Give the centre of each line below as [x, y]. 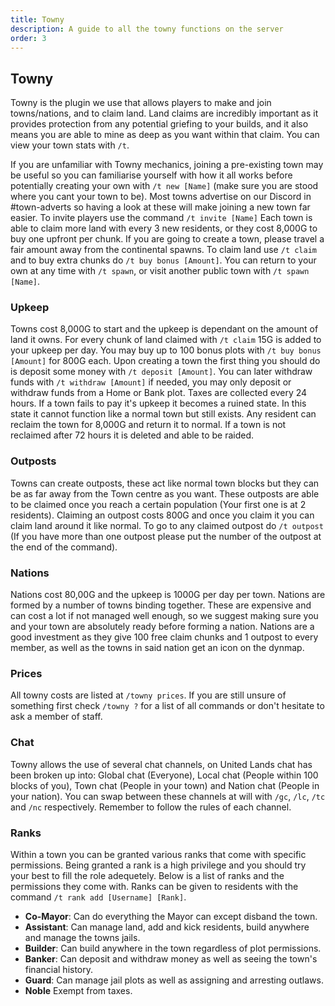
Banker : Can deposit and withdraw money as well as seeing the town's [171, 958]
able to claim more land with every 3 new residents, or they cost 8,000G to [164, 228]
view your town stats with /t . [70, 145]
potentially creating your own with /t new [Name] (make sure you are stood [164, 186]
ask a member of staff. [56, 717]
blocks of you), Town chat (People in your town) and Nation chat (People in [165, 785]
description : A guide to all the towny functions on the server [147, 29]
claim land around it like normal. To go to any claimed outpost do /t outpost [167, 525]
